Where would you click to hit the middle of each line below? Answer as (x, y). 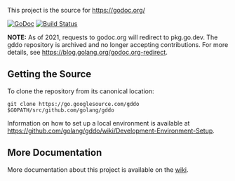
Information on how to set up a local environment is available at (99, 123)
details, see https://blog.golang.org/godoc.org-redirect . (88, 52)
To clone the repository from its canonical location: (81, 91)
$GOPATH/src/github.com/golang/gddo (61, 110)
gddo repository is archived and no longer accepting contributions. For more (118, 45)
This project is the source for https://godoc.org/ (76, 10)
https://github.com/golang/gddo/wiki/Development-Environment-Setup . (111, 130)
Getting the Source (49, 74)
